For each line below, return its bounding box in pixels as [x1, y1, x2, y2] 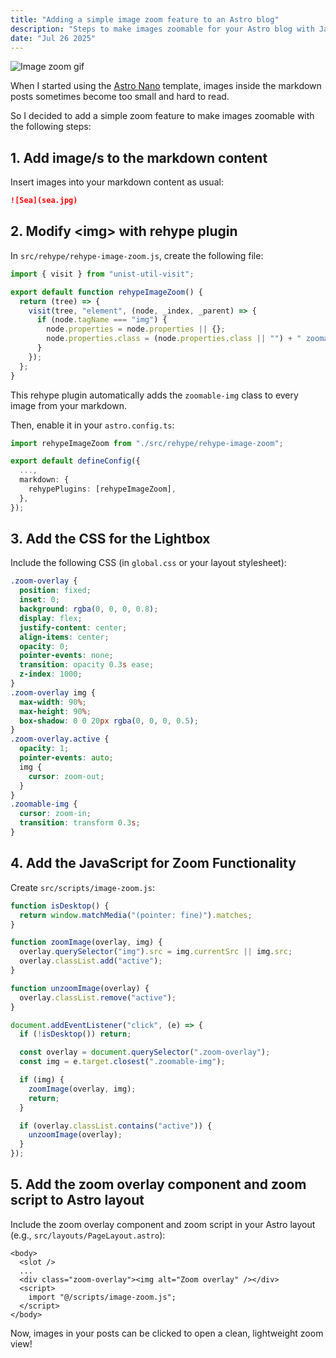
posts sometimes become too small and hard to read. [10, 91, 230, 103]
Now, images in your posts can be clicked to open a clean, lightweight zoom [10, 1327, 324, 1339]
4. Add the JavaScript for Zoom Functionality [10, 855, 297, 872]
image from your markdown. [10, 399, 127, 411]
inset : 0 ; [19, 595, 60, 605]
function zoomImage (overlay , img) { [10, 937, 163, 948]
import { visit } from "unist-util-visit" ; [10, 269, 195, 279]
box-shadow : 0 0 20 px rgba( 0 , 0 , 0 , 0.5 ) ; [19, 716, 199, 726]
